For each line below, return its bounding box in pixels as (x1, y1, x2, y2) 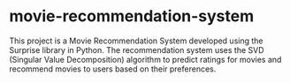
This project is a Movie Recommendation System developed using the (9, 35, 263, 46)
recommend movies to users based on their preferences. (9, 64, 217, 74)
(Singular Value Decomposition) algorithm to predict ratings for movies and (9, 54, 282, 64)
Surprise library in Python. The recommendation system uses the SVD (9, 44, 264, 55)
